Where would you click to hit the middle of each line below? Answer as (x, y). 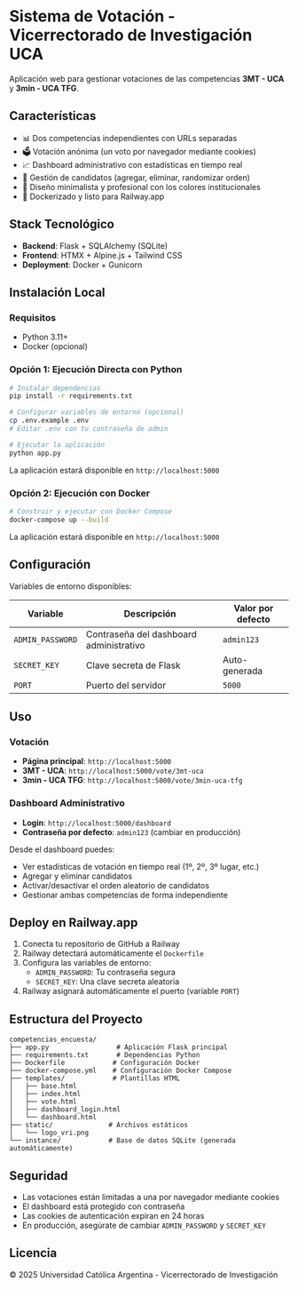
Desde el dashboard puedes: (62, 849)
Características (53, 116)
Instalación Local (57, 292)
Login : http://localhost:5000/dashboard (96, 823)
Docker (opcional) (55, 346)
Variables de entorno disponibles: (71, 586)
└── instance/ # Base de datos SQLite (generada (123, 1141)
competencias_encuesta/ (53, 1040)
